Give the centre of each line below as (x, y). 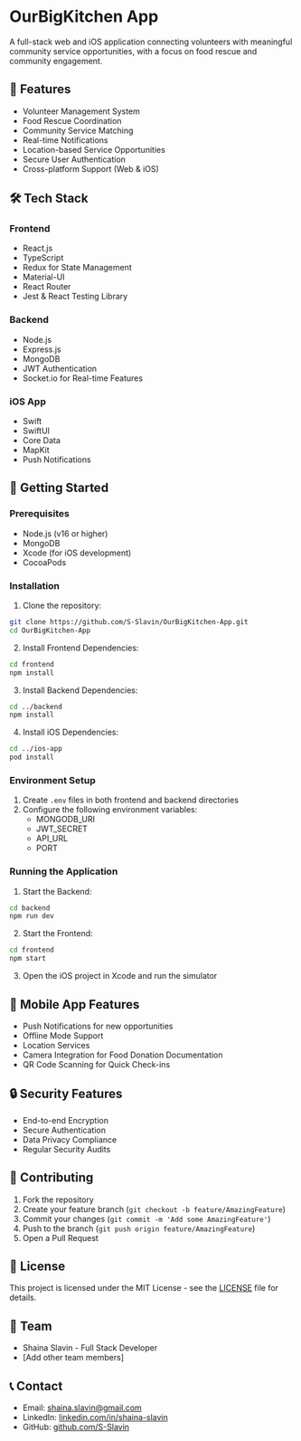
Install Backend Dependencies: (80, 690)
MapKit (36, 450)
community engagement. (56, 61)
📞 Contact (36, 1386)
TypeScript (43, 258)
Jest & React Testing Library (75, 297)
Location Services (56, 1045)
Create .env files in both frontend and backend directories (131, 800)
